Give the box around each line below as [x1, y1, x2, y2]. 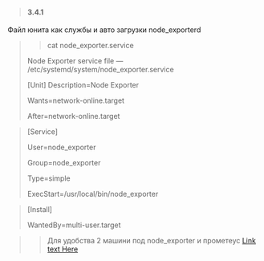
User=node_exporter [26, 142, 96, 153]
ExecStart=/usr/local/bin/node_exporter [26, 190, 159, 199]
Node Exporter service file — [26, 56, 124, 66]
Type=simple [26, 173, 71, 183]
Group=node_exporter [26, 158, 101, 168]
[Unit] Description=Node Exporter [26, 80, 140, 90]
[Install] [26, 205, 53, 214]
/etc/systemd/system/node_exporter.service [26, 65, 174, 75]
